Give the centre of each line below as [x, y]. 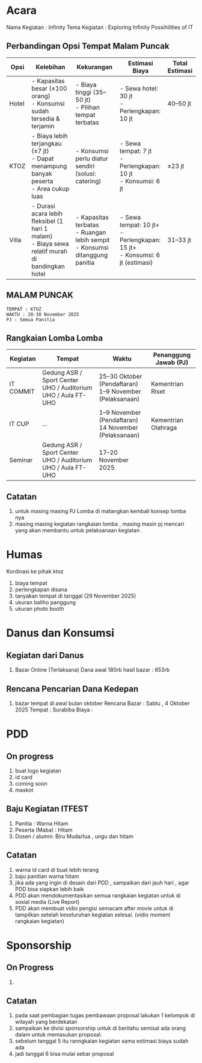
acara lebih [47, 213]
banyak [41, 174]
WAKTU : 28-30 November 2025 [43, 314]
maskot [24, 790]
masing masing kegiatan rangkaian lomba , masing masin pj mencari [99, 524]
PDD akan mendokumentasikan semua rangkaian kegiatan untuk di [98, 895]
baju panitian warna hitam [47, 876]
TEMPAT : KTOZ [24, 309]
